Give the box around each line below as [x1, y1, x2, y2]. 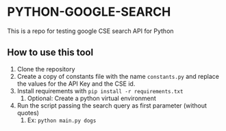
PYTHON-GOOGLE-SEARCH [7, 4, 171, 20]
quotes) [16, 108, 40, 117]
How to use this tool [7, 47, 94, 58]
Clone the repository [16, 64, 75, 73]
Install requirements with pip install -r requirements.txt [16, 86, 184, 95]
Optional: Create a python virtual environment [27, 94, 156, 102]
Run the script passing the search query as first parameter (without [16, 101, 208, 110]
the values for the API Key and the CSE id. [16, 80, 136, 88]
